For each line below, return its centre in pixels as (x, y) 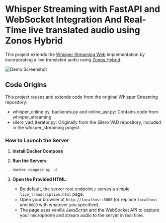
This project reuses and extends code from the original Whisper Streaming (82, 97)
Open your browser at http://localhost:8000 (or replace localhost (88, 199)
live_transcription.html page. (52, 194)
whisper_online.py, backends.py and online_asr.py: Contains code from (85, 111)
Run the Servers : (30, 161)
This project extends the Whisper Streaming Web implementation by (75, 54)
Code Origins (26, 85)
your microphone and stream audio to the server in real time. (82, 215)
